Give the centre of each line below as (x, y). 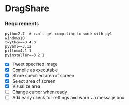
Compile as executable (35, 70)
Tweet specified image (35, 64)
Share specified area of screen (43, 75)
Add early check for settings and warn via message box (68, 97)
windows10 (15, 38)
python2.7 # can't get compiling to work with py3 (58, 34)
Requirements (22, 24)
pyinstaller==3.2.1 (25, 55)
